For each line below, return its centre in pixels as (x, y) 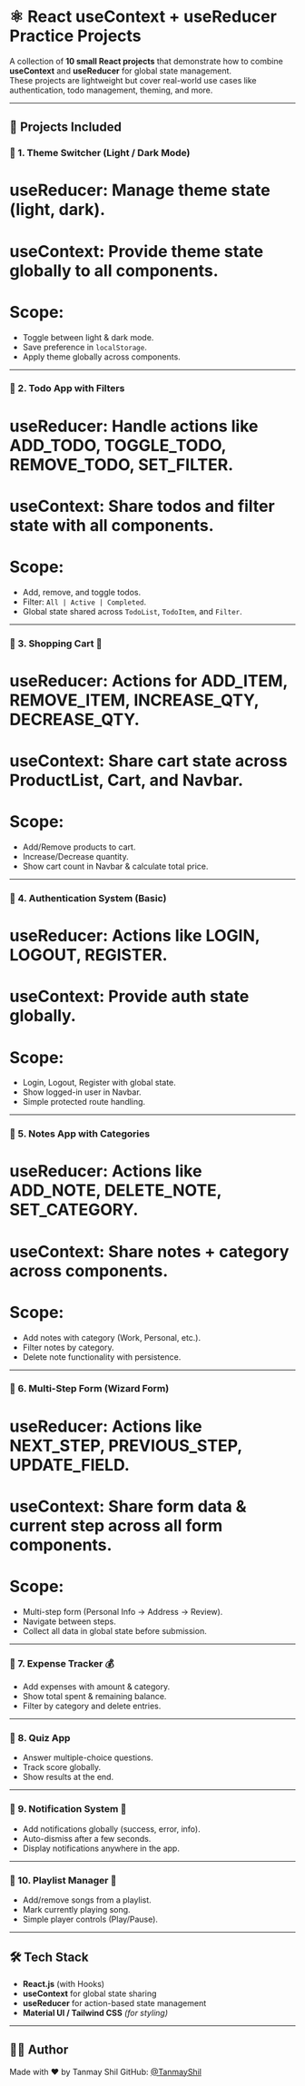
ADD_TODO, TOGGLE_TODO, (118, 445)
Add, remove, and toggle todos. (82, 592)
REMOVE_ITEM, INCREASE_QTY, (134, 700)
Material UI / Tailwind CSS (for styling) (95, 2012)
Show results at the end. (68, 1777)
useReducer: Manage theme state (140, 190)
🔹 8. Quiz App (40, 1737)
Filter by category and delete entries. (92, 1706)
